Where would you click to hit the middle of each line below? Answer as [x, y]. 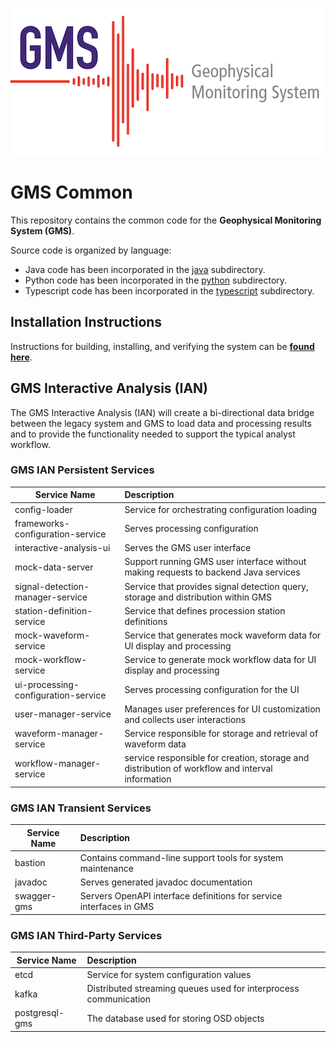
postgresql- [39, 1013]
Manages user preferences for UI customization [222, 709]
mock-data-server [54, 567]
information [148, 779]
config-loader [43, 509]
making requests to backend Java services [212, 572]
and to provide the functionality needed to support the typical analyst [153, 434]
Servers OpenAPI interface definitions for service [181, 896]
